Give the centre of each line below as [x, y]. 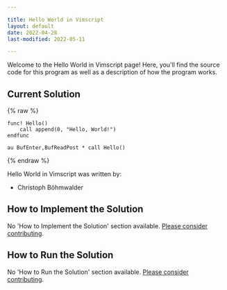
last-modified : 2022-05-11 [46, 39]
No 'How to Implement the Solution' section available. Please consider [108, 225]
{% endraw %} [28, 161]
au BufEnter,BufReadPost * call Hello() [67, 148]
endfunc [18, 136]
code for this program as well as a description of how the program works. [112, 72]
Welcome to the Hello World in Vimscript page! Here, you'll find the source [113, 65]
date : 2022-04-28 [32, 33]
